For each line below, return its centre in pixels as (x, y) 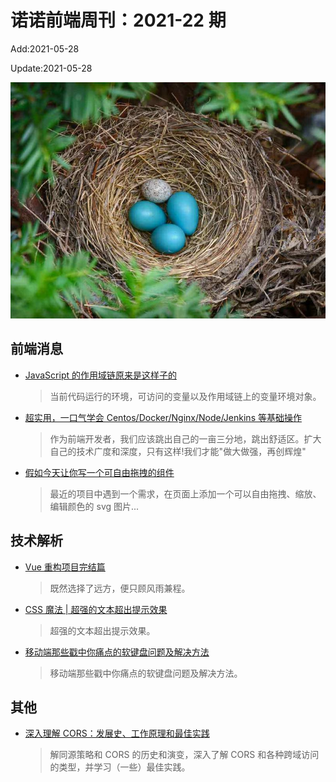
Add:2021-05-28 (45, 48)
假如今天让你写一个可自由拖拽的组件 (99, 472)
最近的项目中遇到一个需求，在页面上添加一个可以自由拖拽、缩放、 (185, 493)
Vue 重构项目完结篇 (65, 567)
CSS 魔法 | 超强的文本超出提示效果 (96, 609)
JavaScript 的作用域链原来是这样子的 (100, 375)
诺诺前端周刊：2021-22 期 (118, 20)
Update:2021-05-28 (51, 68)
